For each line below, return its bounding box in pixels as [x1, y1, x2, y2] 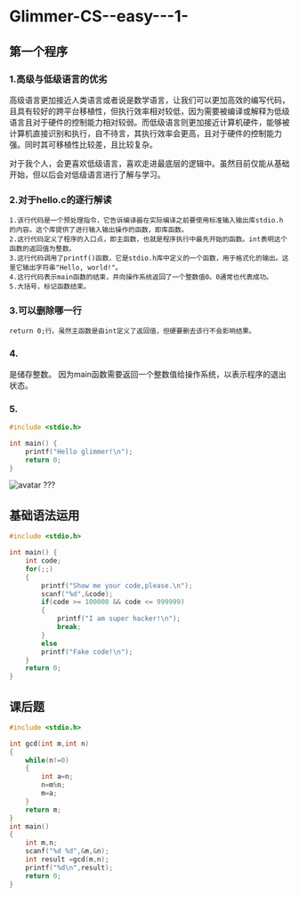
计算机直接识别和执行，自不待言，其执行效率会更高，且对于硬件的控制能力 [9, 127, 282, 139]
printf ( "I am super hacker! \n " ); [56, 614, 181, 624]
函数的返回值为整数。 [9, 245, 76, 254]
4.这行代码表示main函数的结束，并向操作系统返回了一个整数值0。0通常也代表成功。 [9, 273, 273, 282]
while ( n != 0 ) [25, 756, 69, 764]
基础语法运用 [9, 507, 80, 522]
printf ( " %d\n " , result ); [25, 863, 114, 872]
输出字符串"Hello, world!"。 [21, 263, 123, 272]
